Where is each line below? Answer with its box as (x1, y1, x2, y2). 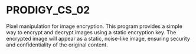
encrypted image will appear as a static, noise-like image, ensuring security (6, 35, 191, 42)
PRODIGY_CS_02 (6, 3, 90, 17)
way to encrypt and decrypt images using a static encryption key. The (6, 28, 177, 35)
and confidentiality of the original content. (6, 41, 108, 48)
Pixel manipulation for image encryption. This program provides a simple (6, 23, 183, 30)
